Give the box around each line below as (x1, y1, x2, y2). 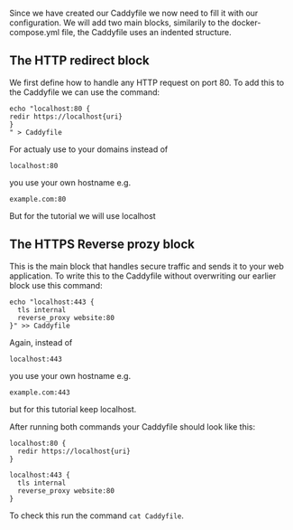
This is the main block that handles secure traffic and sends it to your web (9, 260, 284, 271)
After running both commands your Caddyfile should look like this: (9, 421, 256, 432)
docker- (231, 17, 261, 28)
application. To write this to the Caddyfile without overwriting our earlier (9, 270, 277, 281)
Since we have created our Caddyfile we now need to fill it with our (9, 8, 259, 18)
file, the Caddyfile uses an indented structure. (61, 27, 232, 37)
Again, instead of (9, 336, 73, 347)
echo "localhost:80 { (9, 104, 91, 113)
